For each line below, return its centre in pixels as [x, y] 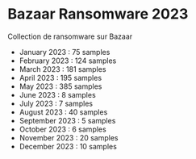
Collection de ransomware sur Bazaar [70, 36]
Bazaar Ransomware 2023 [98, 14]
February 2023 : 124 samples [68, 61]
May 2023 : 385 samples [60, 86]
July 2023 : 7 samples [56, 103]
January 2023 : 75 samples [65, 52]
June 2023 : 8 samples [57, 94]
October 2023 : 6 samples [63, 129]
